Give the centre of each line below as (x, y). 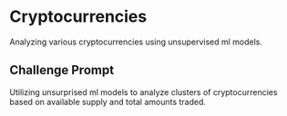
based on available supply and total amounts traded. (108, 101)
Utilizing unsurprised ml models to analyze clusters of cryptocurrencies (143, 92)
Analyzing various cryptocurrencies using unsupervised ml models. (136, 42)
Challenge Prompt (62, 70)
